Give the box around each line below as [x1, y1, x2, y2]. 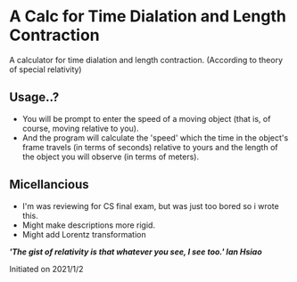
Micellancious [9, 177, 89, 192]
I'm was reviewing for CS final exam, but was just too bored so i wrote [21, 200, 279, 211]
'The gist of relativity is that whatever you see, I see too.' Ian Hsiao [9, 246, 263, 257]
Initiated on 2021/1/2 [9, 263, 84, 274]
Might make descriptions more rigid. [21, 220, 156, 230]
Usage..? [9, 90, 60, 105]
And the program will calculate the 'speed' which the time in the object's [21, 132, 289, 143]
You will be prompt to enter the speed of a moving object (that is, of [21, 113, 271, 124]
